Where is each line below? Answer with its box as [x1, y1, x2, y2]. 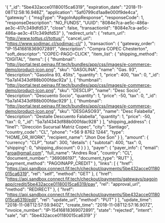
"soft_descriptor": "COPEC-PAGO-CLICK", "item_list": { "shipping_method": [5, 51, 158, 57]
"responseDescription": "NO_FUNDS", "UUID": [5, 20, 99, 25]
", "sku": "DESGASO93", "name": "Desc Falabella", [53, 108, 156, 114]
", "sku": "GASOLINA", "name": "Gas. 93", [53, 67, 137, 73]
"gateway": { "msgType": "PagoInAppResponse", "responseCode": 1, [5, 15, 144, 20]
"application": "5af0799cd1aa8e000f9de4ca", [46, 9, 138, 15]
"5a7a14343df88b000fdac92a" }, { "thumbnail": [5, 77, 102, 83]
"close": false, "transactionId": [50, 25, 112, 31]
